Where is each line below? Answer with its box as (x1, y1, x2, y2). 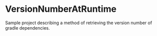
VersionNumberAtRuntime (5, 3, 117, 15)
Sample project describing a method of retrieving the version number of (5, 20, 153, 26)
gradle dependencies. (5, 25, 50, 31)
